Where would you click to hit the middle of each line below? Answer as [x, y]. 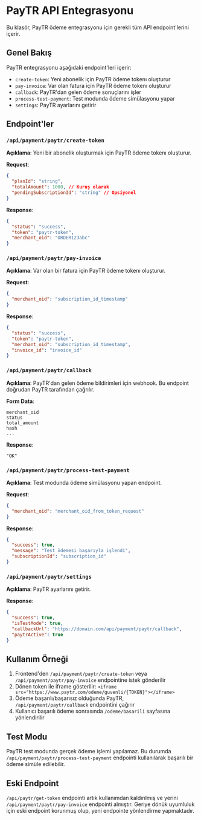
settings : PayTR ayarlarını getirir [56, 105]
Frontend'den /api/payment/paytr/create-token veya [81, 674]
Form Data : [20, 401]
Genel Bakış [29, 53]
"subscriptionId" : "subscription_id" [59, 556]
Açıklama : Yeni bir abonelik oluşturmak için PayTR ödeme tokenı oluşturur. [99, 153]
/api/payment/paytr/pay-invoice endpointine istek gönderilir [90, 680]
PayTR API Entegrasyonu [70, 11]
